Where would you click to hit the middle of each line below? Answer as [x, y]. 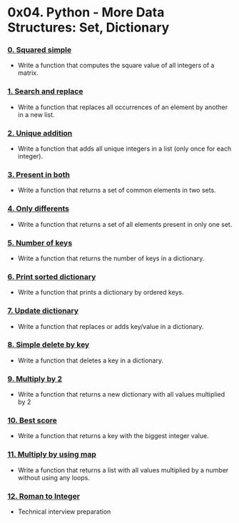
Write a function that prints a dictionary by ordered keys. [101, 293]
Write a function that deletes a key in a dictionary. [91, 360]
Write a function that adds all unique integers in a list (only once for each [124, 149]
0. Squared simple [40, 50]
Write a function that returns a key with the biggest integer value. [113, 436]
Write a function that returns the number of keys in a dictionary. [111, 258]
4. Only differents [39, 209]
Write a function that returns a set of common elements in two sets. [117, 191]
